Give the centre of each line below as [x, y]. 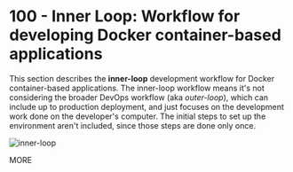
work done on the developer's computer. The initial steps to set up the [138, 116]
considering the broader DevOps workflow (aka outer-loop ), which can [139, 97]
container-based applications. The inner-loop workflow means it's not [137, 88]
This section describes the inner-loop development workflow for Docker [142, 78]
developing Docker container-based [145, 35]
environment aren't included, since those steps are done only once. [132, 125]
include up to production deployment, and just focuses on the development [146, 106]
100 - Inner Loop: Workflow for [125, 16]
